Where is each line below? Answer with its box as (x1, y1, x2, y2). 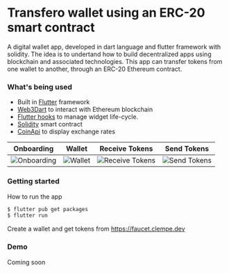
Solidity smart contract (17, 120, 83, 129)
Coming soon (7, 258, 46, 266)
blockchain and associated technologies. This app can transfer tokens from (7, 57, 223, 65)
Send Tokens (164, 144, 210, 154)
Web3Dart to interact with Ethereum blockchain (17, 106, 153, 114)
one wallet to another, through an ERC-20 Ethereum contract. (7, 65, 183, 73)
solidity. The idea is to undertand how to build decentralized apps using (7, 50, 212, 58)
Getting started (7, 176, 60, 186)
